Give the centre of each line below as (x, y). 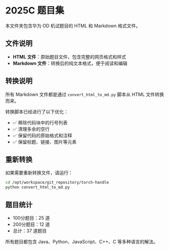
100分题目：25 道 (31, 218)
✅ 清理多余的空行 (31, 129)
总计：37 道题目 (30, 230)
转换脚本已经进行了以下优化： (37, 111)
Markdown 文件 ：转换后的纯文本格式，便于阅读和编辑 (70, 63)
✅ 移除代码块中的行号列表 (40, 122)
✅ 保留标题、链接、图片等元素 (45, 142)
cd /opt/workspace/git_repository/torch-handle (57, 183)
